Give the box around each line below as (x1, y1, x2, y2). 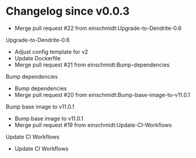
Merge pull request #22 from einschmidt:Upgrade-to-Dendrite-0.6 (14, 24, 182, 32)
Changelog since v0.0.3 (5, 4, 129, 18)
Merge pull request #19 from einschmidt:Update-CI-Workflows (14, 121, 172, 129)
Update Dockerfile (14, 54, 61, 62)
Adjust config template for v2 (14, 48, 89, 56)
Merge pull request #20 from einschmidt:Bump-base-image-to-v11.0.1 (14, 91, 191, 98)
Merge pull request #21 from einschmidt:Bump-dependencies (14, 61, 170, 68)
